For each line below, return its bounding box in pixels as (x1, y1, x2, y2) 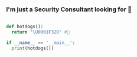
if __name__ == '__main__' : (6, 40, 76, 46)
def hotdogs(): (6, 24, 44, 30)
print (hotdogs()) (11, 45, 54, 51)
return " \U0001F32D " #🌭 (11, 29, 70, 35)
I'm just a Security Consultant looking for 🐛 (6, 5, 132, 14)
